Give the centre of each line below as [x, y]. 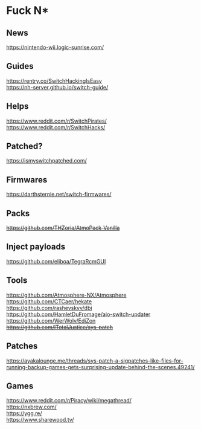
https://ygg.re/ [24, 413]
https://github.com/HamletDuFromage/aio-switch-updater [78, 314]
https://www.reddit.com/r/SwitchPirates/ [56, 121]
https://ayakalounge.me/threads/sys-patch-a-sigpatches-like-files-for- [95, 361]
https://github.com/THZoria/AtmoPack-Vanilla [63, 228]
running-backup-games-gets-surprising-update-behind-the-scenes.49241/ [101, 367]
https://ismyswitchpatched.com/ [46, 161]
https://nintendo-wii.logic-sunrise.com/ [55, 47]
